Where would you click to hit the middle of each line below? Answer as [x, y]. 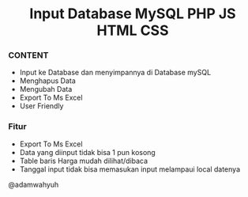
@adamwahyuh [34, 184]
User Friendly [41, 106]
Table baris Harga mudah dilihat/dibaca [84, 161]
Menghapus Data [48, 81]
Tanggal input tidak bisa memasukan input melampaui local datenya [130, 169]
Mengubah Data [46, 89]
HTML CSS [133, 30]
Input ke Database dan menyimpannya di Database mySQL [115, 73]
